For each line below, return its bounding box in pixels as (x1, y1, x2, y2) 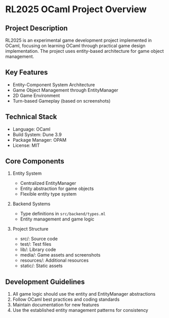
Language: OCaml (12, 126, 51, 132)
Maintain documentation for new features (12, 302, 99, 308)
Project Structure (12, 226, 49, 232)
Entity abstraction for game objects (20, 185, 94, 192)
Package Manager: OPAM (12, 137, 67, 143)
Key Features (5, 68, 48, 77)
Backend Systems (12, 201, 51, 207)
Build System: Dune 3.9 (12, 131, 62, 138)
